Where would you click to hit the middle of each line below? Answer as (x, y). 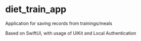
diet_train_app (36, 9)
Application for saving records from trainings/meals (59, 23)
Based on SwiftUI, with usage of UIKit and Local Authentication (71, 33)
